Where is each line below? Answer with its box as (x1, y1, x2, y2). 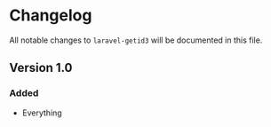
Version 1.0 (9, 60, 73, 75)
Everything (21, 107, 62, 118)
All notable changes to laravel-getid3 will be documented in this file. (9, 35, 263, 45)
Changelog (9, 5, 92, 26)
